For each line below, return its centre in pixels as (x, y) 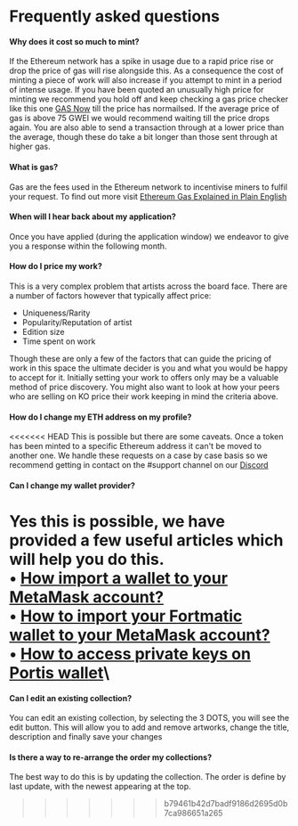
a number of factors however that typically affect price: (110, 295)
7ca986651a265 (193, 814)
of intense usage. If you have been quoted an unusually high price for (137, 90)
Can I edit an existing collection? (70, 698)
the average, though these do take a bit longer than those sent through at (144, 137)
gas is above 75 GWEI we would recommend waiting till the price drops (139, 119)
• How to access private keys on (130, 654)
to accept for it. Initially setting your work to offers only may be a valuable (144, 377)
